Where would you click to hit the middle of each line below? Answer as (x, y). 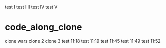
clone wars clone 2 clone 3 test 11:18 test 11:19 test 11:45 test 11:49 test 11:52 (83, 41)
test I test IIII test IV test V (31, 7)
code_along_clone (44, 27)
